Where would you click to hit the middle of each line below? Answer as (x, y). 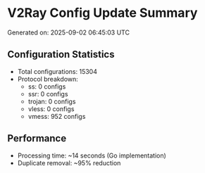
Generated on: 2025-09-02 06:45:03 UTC (69, 32)
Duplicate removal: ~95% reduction (69, 162)
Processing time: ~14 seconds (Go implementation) (92, 155)
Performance (37, 139)
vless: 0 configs (51, 109)
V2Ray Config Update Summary (103, 13)
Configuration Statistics (61, 55)
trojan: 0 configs (52, 101)
